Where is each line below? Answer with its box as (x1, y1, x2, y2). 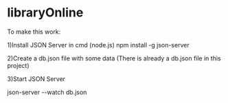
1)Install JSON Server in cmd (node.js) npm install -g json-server (7, 41, 190, 49)
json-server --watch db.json (7, 88, 87, 96)
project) (7, 61, 30, 69)
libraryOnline (7, 5, 84, 21)
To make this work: (7, 27, 61, 36)
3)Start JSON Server (7, 74, 66, 83)
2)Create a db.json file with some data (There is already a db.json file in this (7, 54, 221, 62)
